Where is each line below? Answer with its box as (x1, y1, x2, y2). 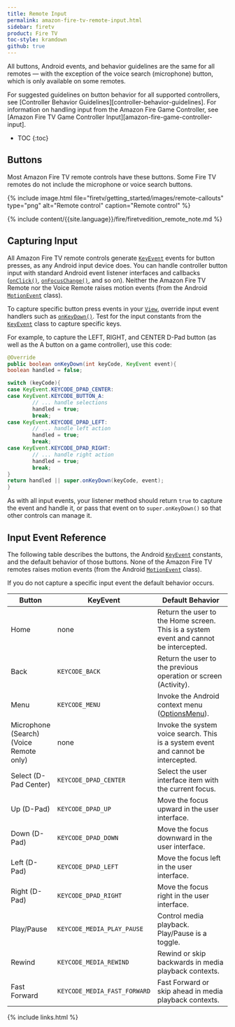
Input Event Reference (7, 532, 107, 544)
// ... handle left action (32, 425, 111, 432)
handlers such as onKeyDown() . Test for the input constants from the (7, 312, 201, 320)
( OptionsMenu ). (157, 708, 210, 718)
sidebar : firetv (7, 23, 55, 30)
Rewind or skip (157, 949, 206, 958)
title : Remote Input (7, 10, 68, 18)
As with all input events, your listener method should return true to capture (7, 497, 223, 505)
